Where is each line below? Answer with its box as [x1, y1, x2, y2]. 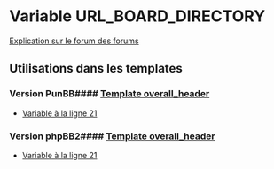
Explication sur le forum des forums [9, 35, 139, 46]
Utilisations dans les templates [9, 61, 184, 76]
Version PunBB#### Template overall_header [9, 88, 210, 100]
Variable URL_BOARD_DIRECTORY [9, 6, 266, 27]
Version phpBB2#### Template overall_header [9, 130, 215, 142]
